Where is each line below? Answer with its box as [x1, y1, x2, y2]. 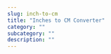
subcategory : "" [7, 29, 55, 37]
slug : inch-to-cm [7, 10, 58, 18]
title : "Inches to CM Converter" [7, 17, 105, 24]
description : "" [7, 36, 55, 43]
